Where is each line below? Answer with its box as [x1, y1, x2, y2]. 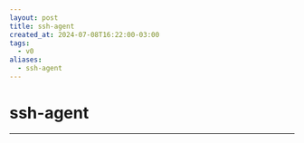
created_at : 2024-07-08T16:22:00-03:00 [9, 30, 160, 39]
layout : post [9, 13, 59, 23]
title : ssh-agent [9, 22, 75, 31]
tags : [9, 38, 30, 48]
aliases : [9, 55, 43, 64]
